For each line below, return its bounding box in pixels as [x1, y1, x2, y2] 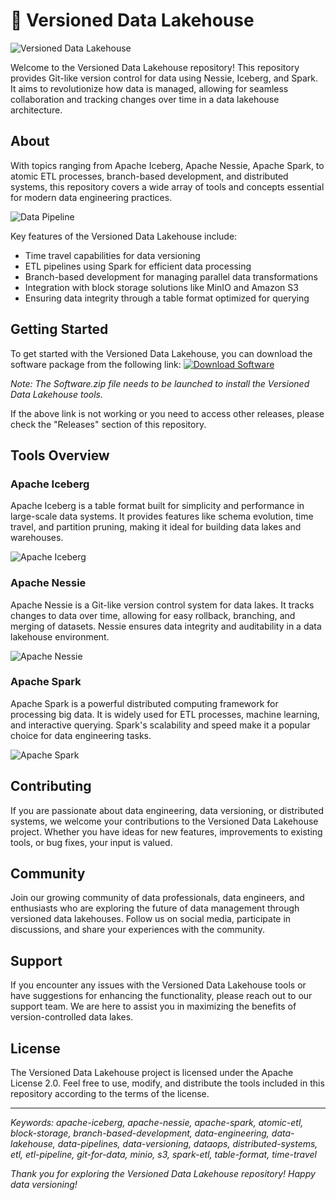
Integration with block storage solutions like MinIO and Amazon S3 [24, 281, 299, 293]
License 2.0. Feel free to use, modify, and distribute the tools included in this [10, 1077, 325, 1089]
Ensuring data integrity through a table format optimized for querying [24, 292, 310, 304]
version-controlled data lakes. [10, 1011, 134, 1023]
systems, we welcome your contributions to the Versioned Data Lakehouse [10, 815, 319, 827]
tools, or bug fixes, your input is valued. [10, 836, 173, 848]
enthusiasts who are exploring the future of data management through [10, 902, 300, 914]
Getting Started [10, 321, 109, 338]
